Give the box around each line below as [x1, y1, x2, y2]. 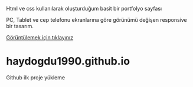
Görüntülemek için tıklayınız [6, 34, 74, 41]
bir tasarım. [6, 23, 34, 29]
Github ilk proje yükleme [6, 73, 66, 81]
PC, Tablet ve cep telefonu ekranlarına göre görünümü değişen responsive [6, 16, 187, 23]
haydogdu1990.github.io [6, 55, 130, 68]
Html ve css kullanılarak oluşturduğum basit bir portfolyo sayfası [6, 5, 162, 12]
